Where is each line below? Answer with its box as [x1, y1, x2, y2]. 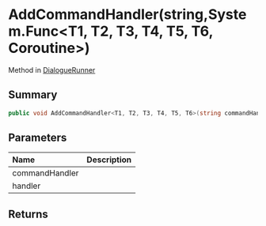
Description [86, 154, 132, 165]
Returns [8, 207, 49, 220]
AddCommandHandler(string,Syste [8, 6, 247, 24]
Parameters [8, 131, 67, 145]
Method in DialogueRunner [8, 65, 96, 74]
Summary [8, 89, 58, 102]
